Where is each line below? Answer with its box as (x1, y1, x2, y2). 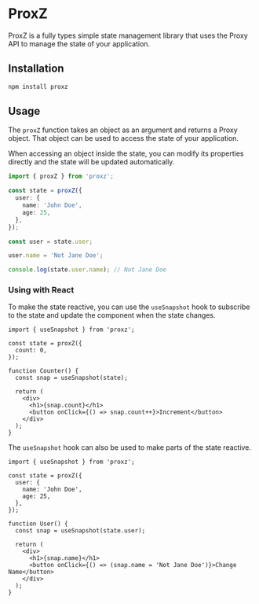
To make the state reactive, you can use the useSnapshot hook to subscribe (8, 302, 250, 311)
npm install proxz (8, 83, 68, 90)
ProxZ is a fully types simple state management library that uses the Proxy (8, 31, 249, 40)
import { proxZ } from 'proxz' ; (8, 172, 114, 181)
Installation (8, 62, 64, 75)
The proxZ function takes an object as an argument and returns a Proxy (8, 125, 238, 134)
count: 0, (15, 347, 47, 355)
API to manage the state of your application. (8, 39, 151, 48)
